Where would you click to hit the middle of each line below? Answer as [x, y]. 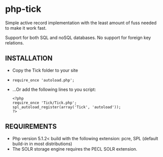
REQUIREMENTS [31, 127]
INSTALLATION [29, 59]
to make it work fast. [26, 28]
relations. [15, 42]
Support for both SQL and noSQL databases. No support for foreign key [78, 38]
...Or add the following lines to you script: [54, 89]
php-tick [23, 9]
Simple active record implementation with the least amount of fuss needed [81, 23]
